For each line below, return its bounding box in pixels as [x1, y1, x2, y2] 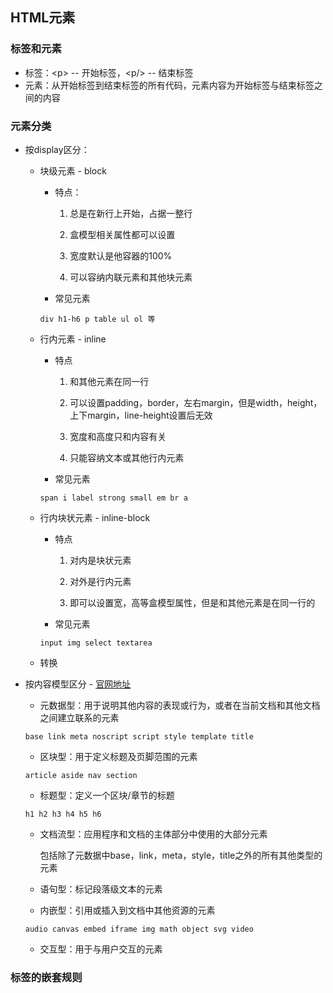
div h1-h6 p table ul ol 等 [39, 314, 156, 324]
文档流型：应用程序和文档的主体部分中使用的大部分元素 [39, 828, 268, 840]
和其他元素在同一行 [69, 375, 150, 387]
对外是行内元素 [69, 575, 132, 587]
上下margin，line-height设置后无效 [69, 409, 213, 421]
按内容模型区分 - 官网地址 [24, 678, 132, 690]
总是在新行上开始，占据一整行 [69, 207, 193, 219]
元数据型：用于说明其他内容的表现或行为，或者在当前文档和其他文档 [39, 699, 321, 711]
